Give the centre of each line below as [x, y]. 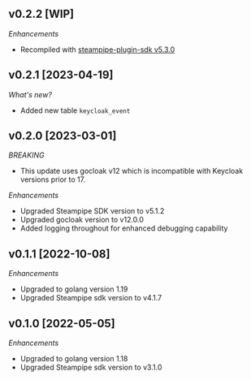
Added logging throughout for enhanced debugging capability [124, 228]
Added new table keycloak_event [75, 110]
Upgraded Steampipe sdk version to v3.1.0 [91, 367]
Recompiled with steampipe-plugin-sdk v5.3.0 [97, 50]
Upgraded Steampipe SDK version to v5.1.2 [92, 211]
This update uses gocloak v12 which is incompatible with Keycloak [132, 171]
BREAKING [26, 155]
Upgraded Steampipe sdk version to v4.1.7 [91, 298]
